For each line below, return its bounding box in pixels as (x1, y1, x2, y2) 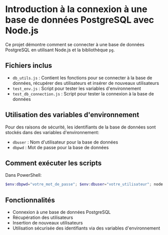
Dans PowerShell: (5, 172, 42, 178)
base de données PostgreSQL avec (5, 14, 154, 26)
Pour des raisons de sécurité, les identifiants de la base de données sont (5, 124, 156, 130)
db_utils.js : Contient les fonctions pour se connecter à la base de (12, 74, 152, 81)
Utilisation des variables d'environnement (5, 110, 139, 119)
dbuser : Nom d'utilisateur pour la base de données (12, 139, 118, 145)
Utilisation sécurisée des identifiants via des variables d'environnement (12, 225, 160, 231)
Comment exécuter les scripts (5, 159, 102, 167)
